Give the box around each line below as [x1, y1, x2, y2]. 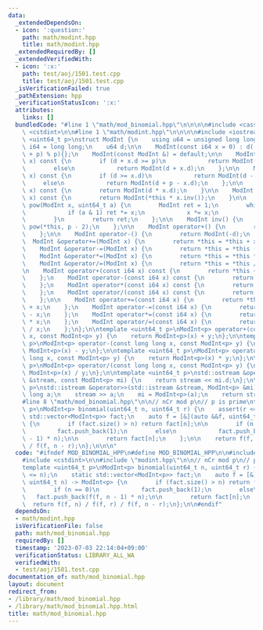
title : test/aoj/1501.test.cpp [22, 77, 124, 85]
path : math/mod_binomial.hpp [15, 530, 110, 537]
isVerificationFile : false [15, 523, 103, 530]
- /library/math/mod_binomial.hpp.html [8, 602, 139, 610]
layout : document [8, 581, 65, 588]
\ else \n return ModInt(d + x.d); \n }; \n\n [22, 165, 240, 173]
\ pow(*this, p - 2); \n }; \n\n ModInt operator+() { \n [22, 223, 225, 231]
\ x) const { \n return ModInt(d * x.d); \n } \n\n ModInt [22, 186, 254, 195]
